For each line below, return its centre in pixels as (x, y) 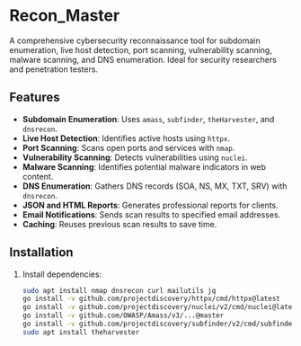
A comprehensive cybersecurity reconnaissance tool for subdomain (135, 40)
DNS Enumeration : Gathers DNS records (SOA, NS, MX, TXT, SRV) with (155, 186)
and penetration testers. (54, 69)
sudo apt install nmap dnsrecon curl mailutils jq (119, 290)
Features (35, 98)
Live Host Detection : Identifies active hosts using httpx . (126, 138)
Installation (41, 253)
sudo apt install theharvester (81, 332)
